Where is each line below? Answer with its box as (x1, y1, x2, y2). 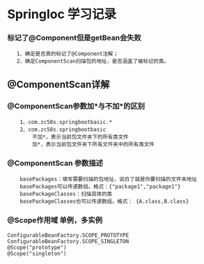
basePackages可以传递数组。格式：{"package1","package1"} (19, 183, 181, 190)
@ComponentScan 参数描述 (7, 158, 103, 168)
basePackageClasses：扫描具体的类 (19, 191, 113, 198)
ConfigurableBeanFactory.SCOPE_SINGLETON (7, 238, 130, 244)
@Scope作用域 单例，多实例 (7, 215, 103, 225)
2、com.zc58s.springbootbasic (19, 126, 107, 133)
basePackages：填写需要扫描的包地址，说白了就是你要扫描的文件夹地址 (19, 176, 197, 183)
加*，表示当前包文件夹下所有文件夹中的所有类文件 (32, 141, 155, 148)
